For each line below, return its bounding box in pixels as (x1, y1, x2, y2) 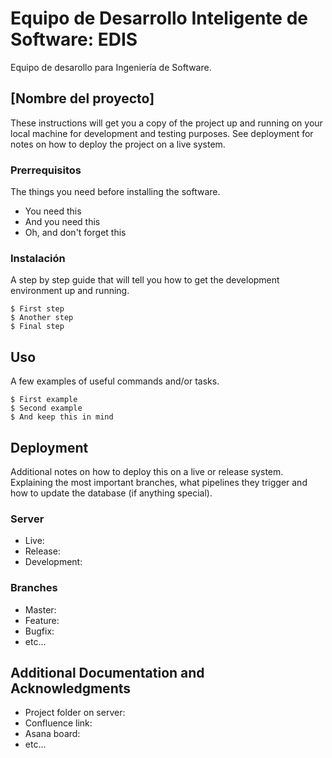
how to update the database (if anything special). (10, 487, 213, 499)
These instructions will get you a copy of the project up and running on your (10, 117, 323, 129)
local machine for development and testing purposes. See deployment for (10, 127, 314, 139)
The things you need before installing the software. (10, 186, 221, 198)
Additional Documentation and (10, 664, 205, 681)
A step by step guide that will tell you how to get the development (10, 274, 280, 286)
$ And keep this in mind (10, 412, 114, 422)
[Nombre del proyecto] (10, 90, 155, 107)
